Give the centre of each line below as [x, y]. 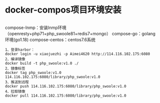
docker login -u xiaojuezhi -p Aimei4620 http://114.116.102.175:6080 [78, 54]
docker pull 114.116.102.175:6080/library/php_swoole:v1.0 [66, 96]
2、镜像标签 [15, 68]
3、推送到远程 [17, 82]
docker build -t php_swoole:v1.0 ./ [42, 63]
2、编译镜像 [15, 59]
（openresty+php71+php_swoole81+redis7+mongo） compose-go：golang [80, 33]
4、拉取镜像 [15, 91]
